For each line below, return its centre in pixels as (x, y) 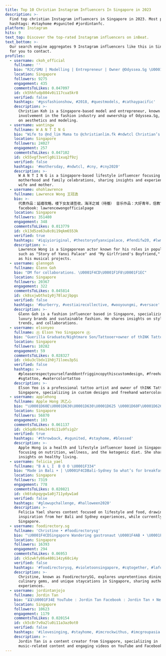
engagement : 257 (31, 148)
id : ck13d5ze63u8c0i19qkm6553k (46, 231)
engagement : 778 (31, 484)
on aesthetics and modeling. (48, 120)
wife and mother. (36, 185)
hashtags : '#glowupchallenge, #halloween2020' (63, 503)
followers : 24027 (32, 144)
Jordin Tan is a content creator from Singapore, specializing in (88, 641)
